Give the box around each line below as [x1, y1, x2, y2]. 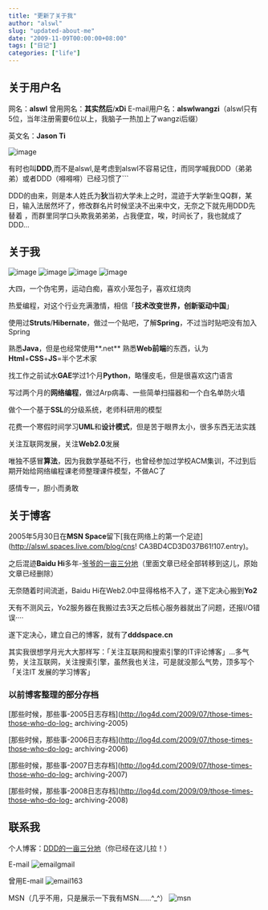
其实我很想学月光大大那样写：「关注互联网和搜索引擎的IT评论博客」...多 [8, 647, 242, 657]
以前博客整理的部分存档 [8, 689, 99, 700]
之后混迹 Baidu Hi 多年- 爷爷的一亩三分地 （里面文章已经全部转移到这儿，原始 [8, 559, 258, 568]
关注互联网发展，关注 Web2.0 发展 [8, 439, 120, 449]
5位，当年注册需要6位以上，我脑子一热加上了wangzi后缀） [8, 113, 203, 123]
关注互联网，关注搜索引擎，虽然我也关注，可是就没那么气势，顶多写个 [22, 657, 254, 667]
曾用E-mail [8, 875, 44, 885]
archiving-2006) [74, 744, 128, 753]
